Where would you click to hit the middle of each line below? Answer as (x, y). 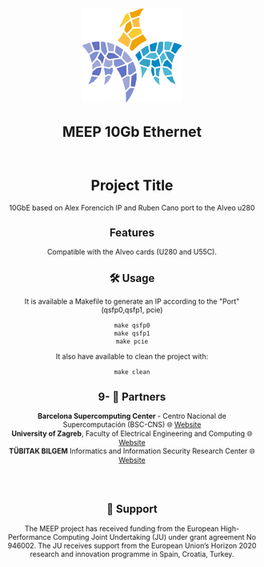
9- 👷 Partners (132, 397)
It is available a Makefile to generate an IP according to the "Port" (132, 302)
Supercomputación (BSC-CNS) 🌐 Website (132, 424)
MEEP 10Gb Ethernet (132, 132)
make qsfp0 (132, 326)
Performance (30, 537)
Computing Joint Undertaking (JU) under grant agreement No (154, 537)
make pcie (132, 342)
